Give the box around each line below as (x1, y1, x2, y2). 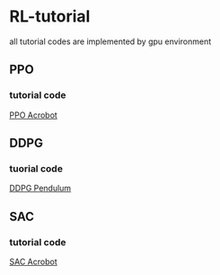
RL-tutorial (9, 6, 91, 27)
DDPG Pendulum (9, 182, 72, 194)
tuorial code (9, 162, 63, 174)
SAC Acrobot (9, 256, 57, 267)
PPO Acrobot (9, 110, 58, 120)
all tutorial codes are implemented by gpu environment (9, 36, 212, 47)
